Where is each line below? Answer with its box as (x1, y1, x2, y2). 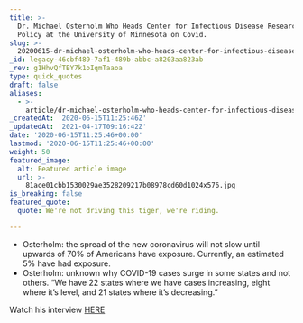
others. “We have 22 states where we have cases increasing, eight (22, 277, 271, 288)
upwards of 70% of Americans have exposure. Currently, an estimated (22, 248, 284, 259)
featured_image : (9, 155, 70, 165)
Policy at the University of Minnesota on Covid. (17, 30, 207, 39)
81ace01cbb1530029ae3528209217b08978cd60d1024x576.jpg (25, 181, 236, 190)
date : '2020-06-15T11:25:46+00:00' (9, 131, 143, 140)
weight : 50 (9, 147, 50, 156)
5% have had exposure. (22, 258, 111, 269)
